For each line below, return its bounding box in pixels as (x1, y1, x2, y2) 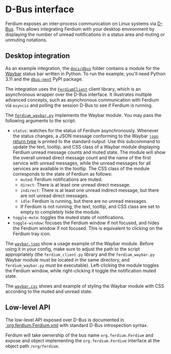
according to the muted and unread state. (5, 288, 93, 294)
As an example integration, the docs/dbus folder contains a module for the (5, 65, 160, 71)
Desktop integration (5, 52, 70, 60)
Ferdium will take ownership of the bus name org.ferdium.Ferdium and (5, 332, 154, 338)
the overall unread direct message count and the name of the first (12, 154, 152, 160)
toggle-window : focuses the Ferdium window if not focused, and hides (12, 220, 160, 226)
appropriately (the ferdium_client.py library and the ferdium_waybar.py (5, 251, 155, 257)
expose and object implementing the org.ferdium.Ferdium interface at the (5, 337, 160, 343)
